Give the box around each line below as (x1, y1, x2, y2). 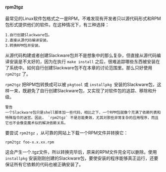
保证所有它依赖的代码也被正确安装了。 (5, 162, 83, 168)
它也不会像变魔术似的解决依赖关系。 (5, 120, 68, 126)
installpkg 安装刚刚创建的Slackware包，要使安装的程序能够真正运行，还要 (5, 155, 159, 161)
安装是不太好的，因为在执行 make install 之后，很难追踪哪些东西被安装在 (9, 58, 160, 64)
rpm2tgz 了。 (5, 71, 31, 77)
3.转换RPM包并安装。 (5, 43, 43, 48)
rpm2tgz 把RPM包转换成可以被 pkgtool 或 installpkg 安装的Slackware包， (5, 82, 157, 88)
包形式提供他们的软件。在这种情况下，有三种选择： (5, 22, 110, 28)
